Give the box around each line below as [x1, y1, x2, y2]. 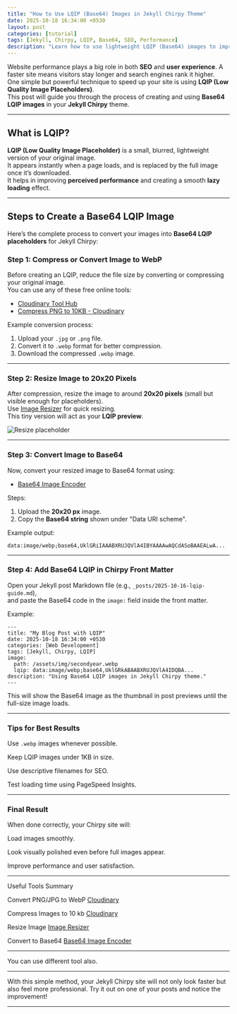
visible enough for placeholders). [7, 397, 104, 406]
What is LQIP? [7, 127, 70, 139]
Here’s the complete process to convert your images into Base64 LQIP [7, 229, 212, 237]
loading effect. [7, 183, 51, 191]
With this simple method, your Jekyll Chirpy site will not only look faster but [7, 977, 226, 986]
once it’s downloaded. [7, 168, 72, 177]
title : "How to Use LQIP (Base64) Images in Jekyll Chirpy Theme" [7, 10, 207, 18]
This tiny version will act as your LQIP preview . [7, 412, 144, 420]
